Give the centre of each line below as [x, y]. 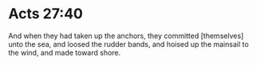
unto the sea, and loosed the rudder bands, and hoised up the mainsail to [128, 44]
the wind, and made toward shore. [65, 52]
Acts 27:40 [46, 14]
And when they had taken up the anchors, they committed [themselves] [126, 36]
